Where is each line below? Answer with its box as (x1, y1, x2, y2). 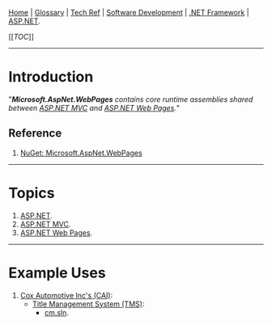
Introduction (8, 68, 94, 87)
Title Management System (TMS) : (32, 299, 145, 309)
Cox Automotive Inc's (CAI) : (19, 290, 113, 300)
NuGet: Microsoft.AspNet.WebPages (19, 148, 143, 158)
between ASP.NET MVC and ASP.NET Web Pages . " (8, 103, 181, 112)
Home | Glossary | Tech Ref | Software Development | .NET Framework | (8, 8, 249, 17)
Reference (8, 126, 62, 141)
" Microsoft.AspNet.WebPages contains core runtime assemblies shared (8, 94, 253, 104)
